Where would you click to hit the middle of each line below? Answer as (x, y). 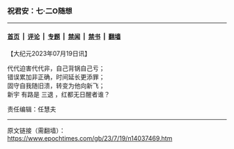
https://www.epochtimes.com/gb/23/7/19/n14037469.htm (90, 138)
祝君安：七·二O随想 (40, 10)
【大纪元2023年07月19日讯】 (49, 53)
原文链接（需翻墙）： (36, 130)
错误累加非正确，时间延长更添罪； (56, 77)
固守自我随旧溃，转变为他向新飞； (56, 86)
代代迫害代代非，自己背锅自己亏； (56, 68)
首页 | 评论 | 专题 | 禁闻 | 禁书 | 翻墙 (64, 36)
